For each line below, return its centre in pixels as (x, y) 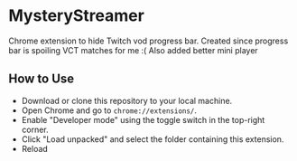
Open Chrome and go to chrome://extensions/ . (109, 110)
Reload (35, 148)
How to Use (42, 79)
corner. (35, 129)
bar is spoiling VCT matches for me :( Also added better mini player (133, 50)
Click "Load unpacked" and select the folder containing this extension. (153, 139)
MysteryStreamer (77, 16)
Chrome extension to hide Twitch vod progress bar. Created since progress (148, 41)
